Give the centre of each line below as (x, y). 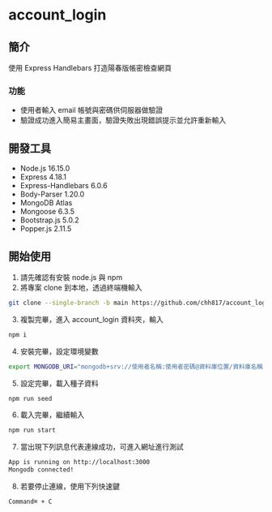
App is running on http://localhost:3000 (79, 463)
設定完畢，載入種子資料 (59, 383)
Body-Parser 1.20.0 (52, 194)
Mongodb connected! (41, 470)
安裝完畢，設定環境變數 (59, 351)
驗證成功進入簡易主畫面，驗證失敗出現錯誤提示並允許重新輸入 (123, 120)
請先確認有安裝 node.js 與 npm (71, 277)
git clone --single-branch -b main (68, 303)
